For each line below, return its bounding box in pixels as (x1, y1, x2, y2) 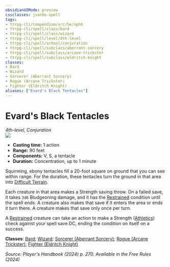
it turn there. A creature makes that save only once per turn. (5, 205, 131, 211)
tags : (5, 17, 17, 22)
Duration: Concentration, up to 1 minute (12, 158, 96, 164)
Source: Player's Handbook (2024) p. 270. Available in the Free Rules (5, 251, 152, 257)
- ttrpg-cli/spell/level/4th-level (5, 36, 81, 41)
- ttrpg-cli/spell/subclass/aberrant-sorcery (5, 45, 104, 51)
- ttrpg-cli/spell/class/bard (5, 27, 70, 32)
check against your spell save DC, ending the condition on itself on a (5, 221, 150, 227)
